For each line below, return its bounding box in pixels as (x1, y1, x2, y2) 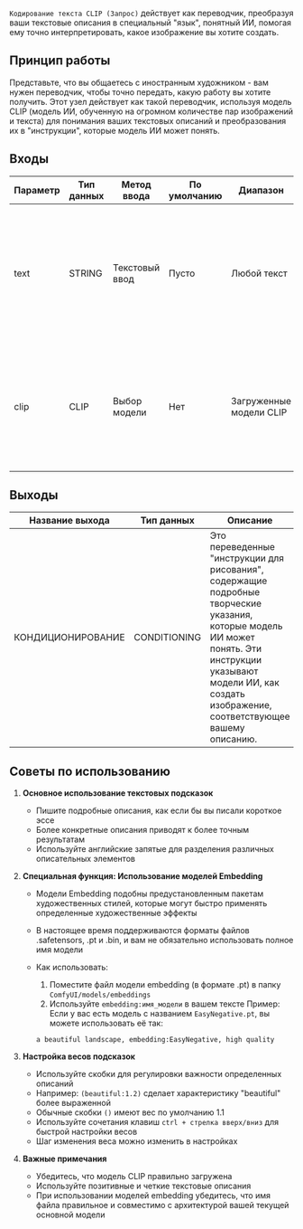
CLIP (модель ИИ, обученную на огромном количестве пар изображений (9, 106, 294, 117)
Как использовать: (35, 962, 108, 973)
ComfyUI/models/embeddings (49, 990, 151, 1000)
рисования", (209, 563, 264, 576)
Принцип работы (9, 53, 111, 69)
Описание (226, 515, 273, 527)
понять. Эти (209, 642, 262, 655)
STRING (69, 267, 103, 279)
